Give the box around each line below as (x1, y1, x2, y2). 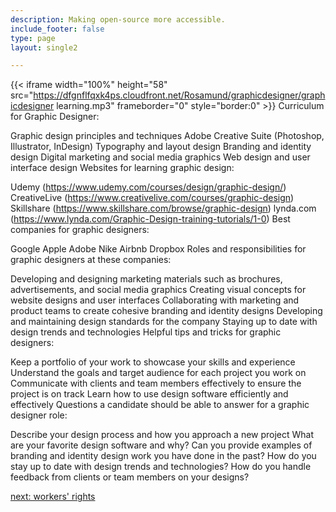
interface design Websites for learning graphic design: (10, 162, 235, 174)
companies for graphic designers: (10, 224, 150, 236)
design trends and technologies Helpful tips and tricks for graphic (10, 326, 282, 338)
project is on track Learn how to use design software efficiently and (10, 388, 289, 400)
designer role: (10, 409, 68, 421)
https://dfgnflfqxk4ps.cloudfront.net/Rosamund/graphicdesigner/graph (33, 89, 326, 101)
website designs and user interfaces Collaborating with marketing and (10, 294, 300, 306)
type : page (10, 33, 56, 43)
